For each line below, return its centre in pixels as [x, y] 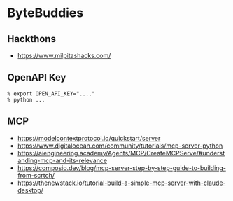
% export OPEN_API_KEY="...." [51, 93]
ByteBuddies [45, 13]
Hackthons [31, 39]
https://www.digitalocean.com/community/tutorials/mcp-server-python [120, 146]
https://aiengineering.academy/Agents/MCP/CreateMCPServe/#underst [121, 153]
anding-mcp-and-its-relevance [62, 160]
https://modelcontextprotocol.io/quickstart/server [89, 138]
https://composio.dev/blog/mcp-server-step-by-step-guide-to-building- [121, 168]
